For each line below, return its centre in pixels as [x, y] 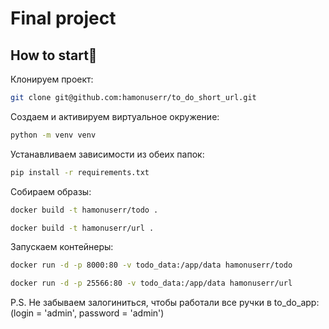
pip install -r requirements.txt [80, 172]
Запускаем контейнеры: [62, 247]
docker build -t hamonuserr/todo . [84, 210]
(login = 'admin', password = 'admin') [87, 313]
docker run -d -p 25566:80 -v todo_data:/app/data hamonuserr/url [151, 283]
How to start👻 [54, 55]
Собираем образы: [51, 191]
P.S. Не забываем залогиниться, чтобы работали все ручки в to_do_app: [165, 303]
